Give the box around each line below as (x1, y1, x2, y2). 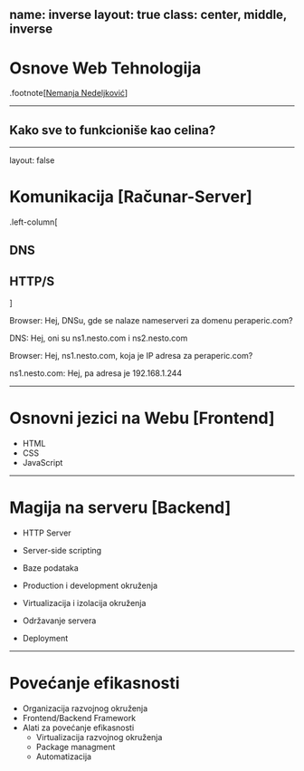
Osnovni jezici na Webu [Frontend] (9, 408, 275, 429)
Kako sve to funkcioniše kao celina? (9, 122, 216, 138)
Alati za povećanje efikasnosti (22, 722, 135, 733)
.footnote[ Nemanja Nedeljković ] (9, 88, 128, 99)
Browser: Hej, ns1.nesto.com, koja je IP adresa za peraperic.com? (9, 351, 253, 361)
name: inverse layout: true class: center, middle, (9, 7, 288, 23)
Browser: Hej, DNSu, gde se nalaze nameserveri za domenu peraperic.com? (9, 315, 293, 326)
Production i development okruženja (22, 580, 158, 592)
